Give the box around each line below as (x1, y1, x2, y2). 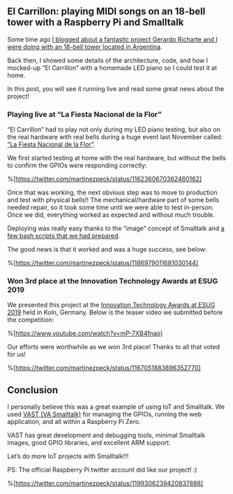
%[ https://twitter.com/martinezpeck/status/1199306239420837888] (7, 479, 204, 488)
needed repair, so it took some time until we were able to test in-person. (7, 203, 214, 212)
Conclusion (7, 384, 59, 396)
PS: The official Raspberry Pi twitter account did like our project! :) (7, 465, 197, 474)
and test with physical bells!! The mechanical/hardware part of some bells (7, 196, 220, 204)
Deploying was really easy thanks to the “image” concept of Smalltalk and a (7, 224, 225, 233)
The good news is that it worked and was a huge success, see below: (7, 245, 207, 254)
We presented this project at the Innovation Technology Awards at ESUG (7, 301, 216, 309)
